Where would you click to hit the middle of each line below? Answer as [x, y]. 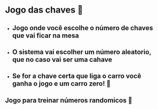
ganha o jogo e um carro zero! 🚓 [61, 84]
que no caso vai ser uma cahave [62, 60]
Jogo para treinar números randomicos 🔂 [69, 100]
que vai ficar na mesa [45, 35]
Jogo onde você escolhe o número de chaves [82, 28]
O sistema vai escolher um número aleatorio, [82, 52]
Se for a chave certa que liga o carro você [77, 76]
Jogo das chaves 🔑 [44, 10]
